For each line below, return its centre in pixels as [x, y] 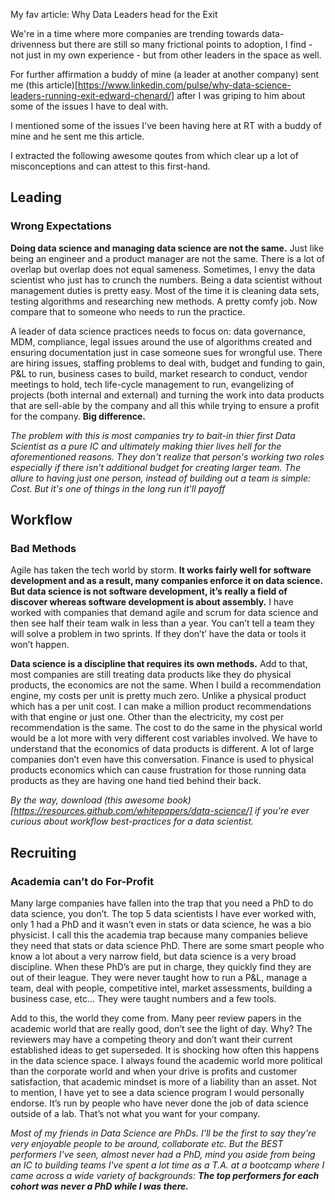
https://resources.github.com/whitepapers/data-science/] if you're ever [161, 811]
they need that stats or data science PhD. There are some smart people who [167, 946]
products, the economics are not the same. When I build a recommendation [166, 685]
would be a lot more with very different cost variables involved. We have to [164, 738]
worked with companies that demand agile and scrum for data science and [164, 613]
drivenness [33, 44]
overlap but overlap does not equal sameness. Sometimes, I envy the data [163, 269]
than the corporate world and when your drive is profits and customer [154, 1071]
